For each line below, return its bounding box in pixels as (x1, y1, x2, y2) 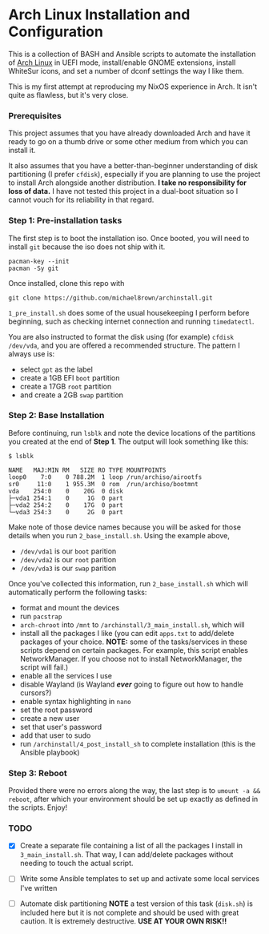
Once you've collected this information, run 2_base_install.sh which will (8, 578, 248, 588)
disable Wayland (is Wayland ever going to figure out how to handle (19, 679, 244, 689)
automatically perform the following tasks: (8, 587, 147, 597)
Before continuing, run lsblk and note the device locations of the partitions (8, 428, 256, 437)
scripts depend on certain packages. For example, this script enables (19, 645, 248, 654)
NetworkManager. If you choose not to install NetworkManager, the (19, 654, 243, 663)
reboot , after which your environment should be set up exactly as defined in (8, 795, 259, 804)
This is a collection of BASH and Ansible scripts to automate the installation (8, 49, 256, 58)
